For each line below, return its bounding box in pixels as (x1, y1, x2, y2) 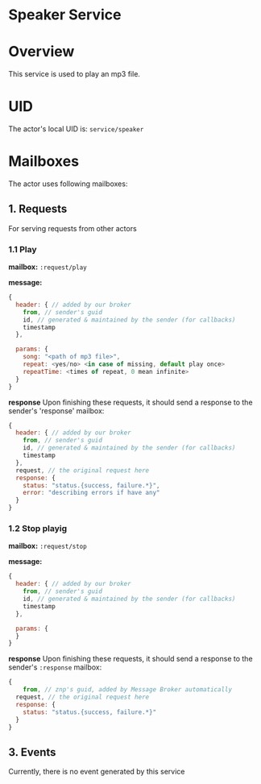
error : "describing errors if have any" (23, 489, 160, 497)
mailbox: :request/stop (8, 541, 87, 551)
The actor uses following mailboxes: (8, 179, 128, 189)
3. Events (8, 745, 56, 759)
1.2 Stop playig (8, 523, 68, 534)
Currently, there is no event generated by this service (8, 767, 185, 777)
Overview (8, 43, 75, 61)
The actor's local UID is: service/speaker (8, 124, 144, 134)
